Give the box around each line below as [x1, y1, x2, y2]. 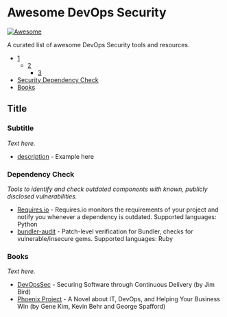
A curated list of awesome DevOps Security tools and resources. [7, 40, 190, 49]
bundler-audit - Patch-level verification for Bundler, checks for [16, 227, 193, 236]
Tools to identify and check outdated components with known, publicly [7, 185, 208, 193]
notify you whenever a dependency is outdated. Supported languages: [16, 212, 217, 220]
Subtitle [7, 123, 34, 133]
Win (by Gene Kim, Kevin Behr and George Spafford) [16, 303, 166, 311]
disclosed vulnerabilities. [7, 192, 77, 200]
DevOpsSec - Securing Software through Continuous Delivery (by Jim [16, 281, 215, 289]
